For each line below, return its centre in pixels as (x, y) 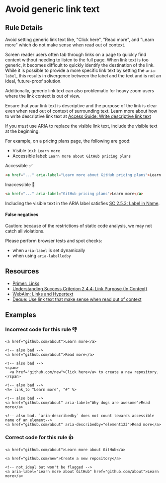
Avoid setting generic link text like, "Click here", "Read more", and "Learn (80, 39)
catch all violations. (25, 231)
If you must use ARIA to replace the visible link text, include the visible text (81, 126)
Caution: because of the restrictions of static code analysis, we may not (79, 226)
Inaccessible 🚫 (20, 184)
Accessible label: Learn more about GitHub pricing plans (72, 156)
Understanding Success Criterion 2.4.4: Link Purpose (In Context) (80, 288)
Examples (21, 315)
